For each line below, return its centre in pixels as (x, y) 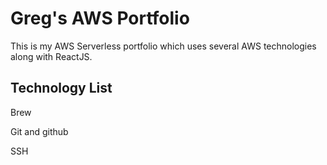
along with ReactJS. (51, 56)
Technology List (61, 88)
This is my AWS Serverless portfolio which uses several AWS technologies (163, 46)
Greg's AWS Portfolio (100, 18)
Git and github (39, 131)
